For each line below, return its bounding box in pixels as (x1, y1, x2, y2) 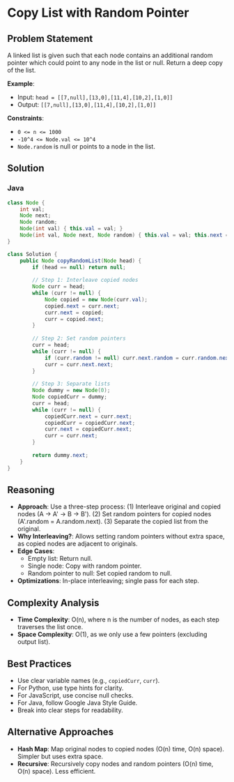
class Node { (7, 199, 45, 206)
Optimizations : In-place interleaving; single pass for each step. (17, 577, 200, 585)
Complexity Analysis (7, 596, 100, 608)
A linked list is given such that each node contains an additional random (7, 51, 213, 59)
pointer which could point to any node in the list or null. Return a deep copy (7, 59, 223, 67)
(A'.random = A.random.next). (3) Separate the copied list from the (17, 518, 209, 526)
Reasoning (7, 483, 55, 496)
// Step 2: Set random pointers (32, 335, 127, 343)
